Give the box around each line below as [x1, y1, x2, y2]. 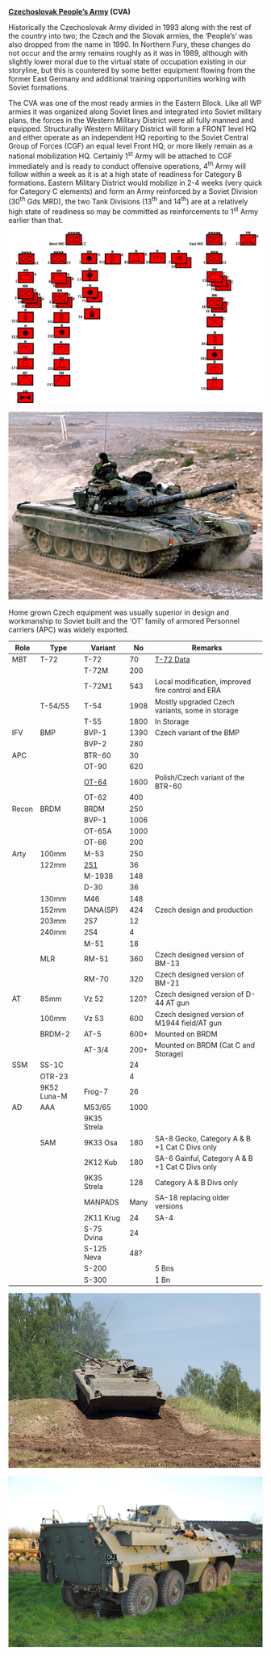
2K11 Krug [83, 1213, 121, 1222]
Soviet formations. [8, 82, 69, 92]
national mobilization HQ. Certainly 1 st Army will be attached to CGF [8, 149, 232, 161]
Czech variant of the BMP [154, 728, 240, 738]
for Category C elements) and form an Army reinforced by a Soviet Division [8, 187, 258, 196]
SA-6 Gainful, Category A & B [154, 1153, 253, 1162]
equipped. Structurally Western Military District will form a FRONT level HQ [8, 124, 256, 133]
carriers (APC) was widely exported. [8, 625, 129, 635]
